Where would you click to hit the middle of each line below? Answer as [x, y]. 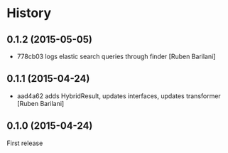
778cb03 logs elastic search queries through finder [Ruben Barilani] [116, 56]
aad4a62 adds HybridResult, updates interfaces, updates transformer [119, 96]
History [29, 13]
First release [25, 143]
